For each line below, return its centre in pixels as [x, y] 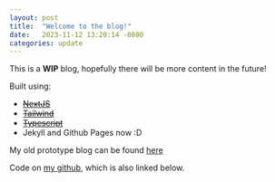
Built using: [30, 86]
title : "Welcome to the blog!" [70, 26]
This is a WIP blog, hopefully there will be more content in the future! [138, 69]
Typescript [43, 123]
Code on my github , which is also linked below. [97, 168]
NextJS [36, 104]
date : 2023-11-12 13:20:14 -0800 [77, 34]
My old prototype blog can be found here [86, 150]
